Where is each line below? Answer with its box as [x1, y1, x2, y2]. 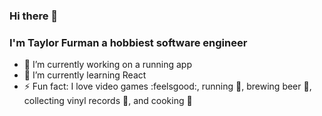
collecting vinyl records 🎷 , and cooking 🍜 [23, 95, 193, 107]
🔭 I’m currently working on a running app [23, 59, 192, 71]
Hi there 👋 [9, 9, 59, 23]
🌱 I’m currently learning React [23, 69, 147, 81]
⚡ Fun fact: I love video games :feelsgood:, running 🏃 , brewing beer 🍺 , [23, 80, 312, 93]
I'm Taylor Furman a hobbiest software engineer [9, 35, 248, 49]
